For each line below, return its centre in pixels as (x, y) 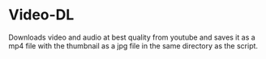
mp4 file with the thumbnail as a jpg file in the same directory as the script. (133, 45)
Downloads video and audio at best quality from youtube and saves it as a (132, 37)
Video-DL (41, 15)
